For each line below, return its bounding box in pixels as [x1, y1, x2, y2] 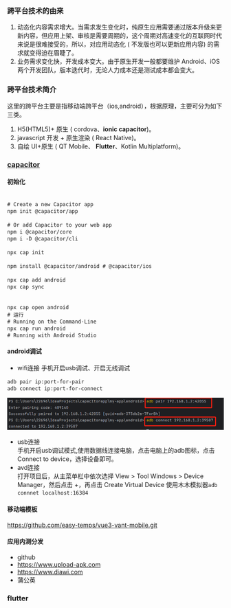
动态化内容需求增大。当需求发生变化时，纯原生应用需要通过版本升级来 [16, 23, 217, 32]
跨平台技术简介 [7, 85, 57, 94]
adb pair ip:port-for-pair [7, 378, 85, 385]
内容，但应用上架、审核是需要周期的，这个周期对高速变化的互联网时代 [23, 32, 222, 40]
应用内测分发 [7, 537, 43, 545]
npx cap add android [7, 276, 67, 283]
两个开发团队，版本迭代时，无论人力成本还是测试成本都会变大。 [16, 66, 198, 74]
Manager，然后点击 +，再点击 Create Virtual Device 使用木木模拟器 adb [16, 481, 218, 489]
